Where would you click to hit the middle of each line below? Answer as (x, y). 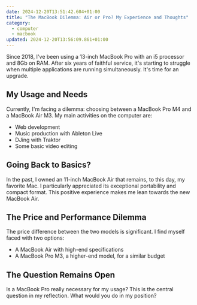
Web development (37, 127)
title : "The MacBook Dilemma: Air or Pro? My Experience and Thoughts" (97, 17)
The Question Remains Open (61, 275)
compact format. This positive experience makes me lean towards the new (98, 192)
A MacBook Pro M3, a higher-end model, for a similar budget (90, 256)
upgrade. (17, 76)
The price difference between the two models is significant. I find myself (96, 232)
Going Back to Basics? (49, 165)
